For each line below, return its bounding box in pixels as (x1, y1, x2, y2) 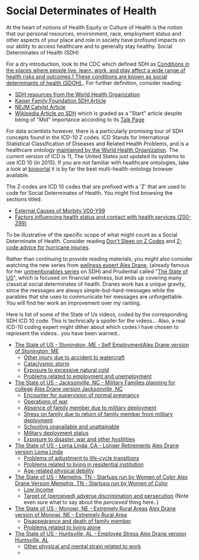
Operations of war (23, 398, 68, 405)
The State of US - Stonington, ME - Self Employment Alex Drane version (14, 341, 190, 348)
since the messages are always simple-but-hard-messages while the (6, 286, 175, 294)
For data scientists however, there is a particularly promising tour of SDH (6, 127, 184, 135)
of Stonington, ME (14, 347, 59, 354)
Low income (23, 486, 54, 493)
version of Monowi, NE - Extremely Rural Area (14, 511, 127, 518)
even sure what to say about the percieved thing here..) (23, 498, 159, 505)
